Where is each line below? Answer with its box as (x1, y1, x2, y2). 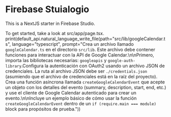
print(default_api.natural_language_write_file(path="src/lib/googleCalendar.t (5, 36, 165, 42)
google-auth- (107, 58, 136, 63)
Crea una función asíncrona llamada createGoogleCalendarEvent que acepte (5, 79, 165, 85)
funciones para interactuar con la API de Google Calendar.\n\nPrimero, (5, 52, 155, 58)
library (5, 64, 22, 69)
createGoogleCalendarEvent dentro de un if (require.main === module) (5, 100, 157, 106)
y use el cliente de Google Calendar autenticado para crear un (5, 90, 137, 96)
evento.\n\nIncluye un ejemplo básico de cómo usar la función (5, 95, 137, 101)
